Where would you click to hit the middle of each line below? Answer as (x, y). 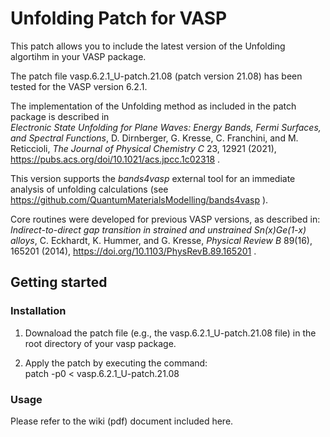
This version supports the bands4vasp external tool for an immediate (153, 178)
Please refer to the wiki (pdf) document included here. (122, 421)
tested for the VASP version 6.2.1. (79, 86)
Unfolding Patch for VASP (119, 18)
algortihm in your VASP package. (78, 56)
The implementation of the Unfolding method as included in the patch (153, 106)
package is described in (60, 116)
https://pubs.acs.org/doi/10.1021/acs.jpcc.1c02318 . (115, 159)
